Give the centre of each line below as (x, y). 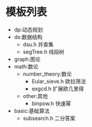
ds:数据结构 (28, 37)
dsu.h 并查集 (38, 44)
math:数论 (26, 66)
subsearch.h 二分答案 (49, 118)
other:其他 (35, 96)
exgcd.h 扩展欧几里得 (57, 89)
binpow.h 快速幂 (51, 103)
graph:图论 (27, 59)
